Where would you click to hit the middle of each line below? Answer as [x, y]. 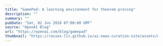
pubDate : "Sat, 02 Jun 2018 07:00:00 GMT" [49, 23]
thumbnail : [16, 36]
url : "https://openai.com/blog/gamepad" [47, 32]
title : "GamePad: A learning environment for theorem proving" [70, 9]
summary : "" [17, 18]
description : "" [21, 14]
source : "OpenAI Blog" [28, 27]
